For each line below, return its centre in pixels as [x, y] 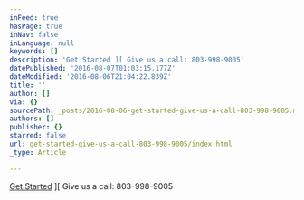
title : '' [28, 85]
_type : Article [38, 152]
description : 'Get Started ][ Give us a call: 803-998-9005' [127, 60]
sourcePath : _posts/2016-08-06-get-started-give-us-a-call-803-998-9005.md [155, 110]
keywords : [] [34, 52]
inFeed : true [34, 18]
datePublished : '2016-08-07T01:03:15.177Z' [93, 69]
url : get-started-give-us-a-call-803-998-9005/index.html [121, 144]
